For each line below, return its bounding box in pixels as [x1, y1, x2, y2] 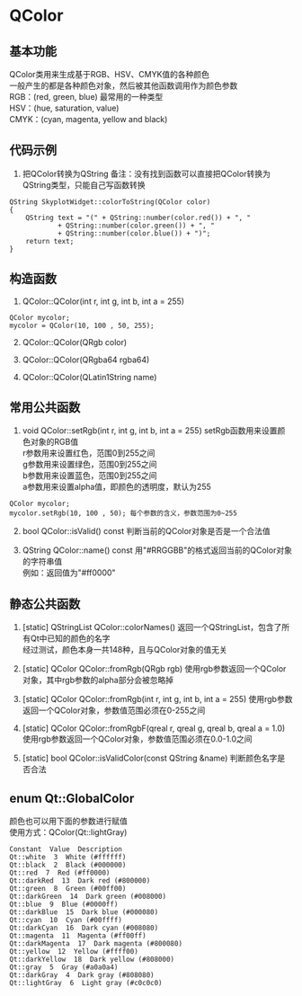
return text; [25, 236, 75, 245]
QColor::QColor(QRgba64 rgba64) [22, 354, 150, 365]
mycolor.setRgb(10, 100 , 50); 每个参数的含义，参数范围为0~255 [9, 509, 238, 518]
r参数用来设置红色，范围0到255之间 [22, 448, 155, 458]
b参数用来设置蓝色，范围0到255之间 [22, 470, 157, 481]
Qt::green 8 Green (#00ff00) [9, 885, 127, 894]
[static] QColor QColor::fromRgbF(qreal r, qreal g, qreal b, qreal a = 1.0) [22, 723, 286, 734]
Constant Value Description [9, 845, 123, 854]
